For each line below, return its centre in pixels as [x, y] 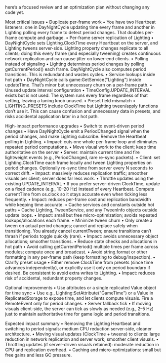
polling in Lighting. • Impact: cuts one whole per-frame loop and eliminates [81, 142]
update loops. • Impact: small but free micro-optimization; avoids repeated [81, 215]
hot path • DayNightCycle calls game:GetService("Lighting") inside [73, 80]
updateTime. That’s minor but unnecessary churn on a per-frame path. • [79, 85]
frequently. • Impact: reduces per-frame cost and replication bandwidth [78, 199]
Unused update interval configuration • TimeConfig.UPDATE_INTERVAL [78, 90]
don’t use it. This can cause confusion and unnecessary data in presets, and [83, 111]
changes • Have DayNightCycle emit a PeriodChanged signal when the [77, 131]
